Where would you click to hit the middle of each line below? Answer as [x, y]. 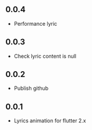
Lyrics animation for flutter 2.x [50, 121]
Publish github [31, 88]
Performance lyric [36, 23]
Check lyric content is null [45, 56]
